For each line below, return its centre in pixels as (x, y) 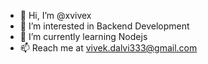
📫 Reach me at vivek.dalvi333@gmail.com (108, 48)
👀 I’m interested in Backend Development (104, 26)
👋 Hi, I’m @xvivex (55, 15)
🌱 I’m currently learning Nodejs (83, 36)
